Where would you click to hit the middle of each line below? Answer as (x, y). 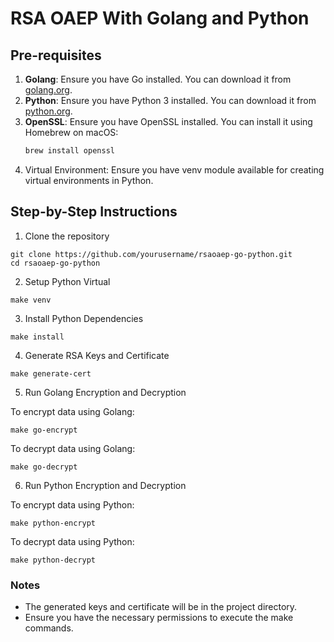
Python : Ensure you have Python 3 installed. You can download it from (170, 100)
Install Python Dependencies (84, 318)
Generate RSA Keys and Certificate (97, 355)
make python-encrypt (53, 523)
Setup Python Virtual (67, 281)
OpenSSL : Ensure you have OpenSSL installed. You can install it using (168, 121)
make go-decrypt (44, 467)
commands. (49, 628)
